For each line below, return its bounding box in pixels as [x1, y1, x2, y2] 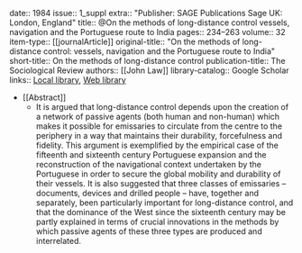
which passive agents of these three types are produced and [35, 226, 263, 237]
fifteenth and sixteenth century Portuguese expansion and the [35, 149, 267, 160]
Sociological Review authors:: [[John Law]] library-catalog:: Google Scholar [9, 65, 290, 76]
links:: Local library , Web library [9, 75, 126, 85]
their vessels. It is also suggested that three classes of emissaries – [35, 178, 287, 188]
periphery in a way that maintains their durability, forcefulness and [35, 131, 282, 140]
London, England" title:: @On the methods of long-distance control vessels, [9, 17, 290, 28]
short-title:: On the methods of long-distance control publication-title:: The [9, 56, 286, 66]
